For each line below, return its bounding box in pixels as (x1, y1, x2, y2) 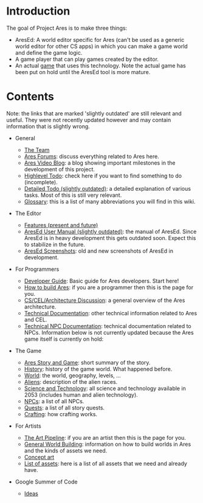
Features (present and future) (24, 221, 98, 228)
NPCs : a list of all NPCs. (24, 397, 84, 405)
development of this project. (24, 165, 95, 173)
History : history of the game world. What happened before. (24, 365, 173, 372)
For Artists (15, 422, 41, 429)
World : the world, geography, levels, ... (24, 372, 122, 379)
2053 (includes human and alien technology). (24, 391, 138, 399)
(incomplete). (24, 178, 58, 186)
